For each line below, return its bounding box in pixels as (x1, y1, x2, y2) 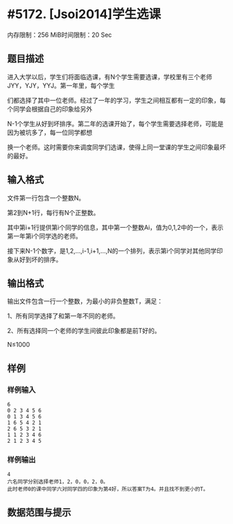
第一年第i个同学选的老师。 (7, 232, 82, 240)
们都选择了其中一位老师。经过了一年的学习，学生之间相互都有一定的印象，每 (7, 96, 226, 104)
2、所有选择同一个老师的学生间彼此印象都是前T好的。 (7, 327, 161, 335)
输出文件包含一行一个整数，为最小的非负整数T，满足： (7, 297, 164, 305)
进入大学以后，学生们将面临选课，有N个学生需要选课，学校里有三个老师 (7, 72, 213, 81)
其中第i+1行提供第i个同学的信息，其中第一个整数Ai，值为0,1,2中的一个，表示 (7, 223, 224, 231)
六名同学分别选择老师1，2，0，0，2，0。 (7, 478, 109, 486)
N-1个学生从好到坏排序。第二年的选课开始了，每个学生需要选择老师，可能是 (7, 119, 224, 128)
